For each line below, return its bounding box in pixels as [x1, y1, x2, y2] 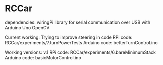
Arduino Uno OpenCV [5, 24, 50, 30]
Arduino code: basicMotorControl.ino [5, 54, 81, 60]
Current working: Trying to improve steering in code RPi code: [5, 34, 133, 40]
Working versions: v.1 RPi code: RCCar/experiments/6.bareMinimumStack [5, 49, 156, 55]
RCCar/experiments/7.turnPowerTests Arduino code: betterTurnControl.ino [5, 39, 158, 45]
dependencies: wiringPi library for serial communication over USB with [5, 19, 151, 25]
